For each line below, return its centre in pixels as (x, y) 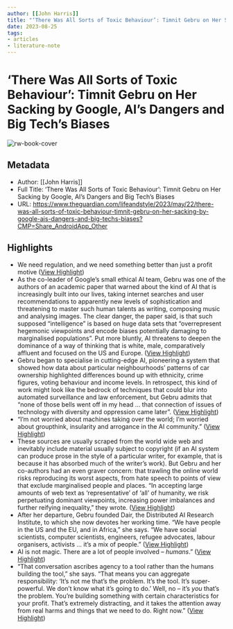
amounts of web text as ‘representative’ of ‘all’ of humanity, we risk (113, 493)
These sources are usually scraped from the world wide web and (110, 441)
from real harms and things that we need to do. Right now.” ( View (110, 610)
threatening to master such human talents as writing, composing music (119, 308)
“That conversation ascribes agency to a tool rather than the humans (115, 566)
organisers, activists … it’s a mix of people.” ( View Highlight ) (103, 544)
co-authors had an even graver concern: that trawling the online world (118, 470)
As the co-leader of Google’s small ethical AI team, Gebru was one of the (121, 279)
